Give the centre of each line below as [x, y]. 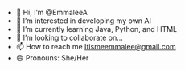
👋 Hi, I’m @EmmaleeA [52, 12]
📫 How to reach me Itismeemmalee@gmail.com [96, 47]
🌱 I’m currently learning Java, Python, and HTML [97, 29]
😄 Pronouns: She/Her [52, 58]
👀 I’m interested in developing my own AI [83, 21]
